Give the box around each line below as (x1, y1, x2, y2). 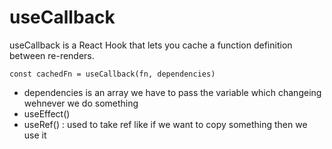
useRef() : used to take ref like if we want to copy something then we (23, 118, 308, 130)
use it (23, 129, 47, 141)
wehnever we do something (23, 97, 139, 109)
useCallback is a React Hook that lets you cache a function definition (9, 39, 293, 51)
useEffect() (23, 107, 71, 120)
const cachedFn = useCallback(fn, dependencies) (9, 69, 216, 79)
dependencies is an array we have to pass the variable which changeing (23, 86, 322, 98)
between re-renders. (9, 49, 95, 61)
